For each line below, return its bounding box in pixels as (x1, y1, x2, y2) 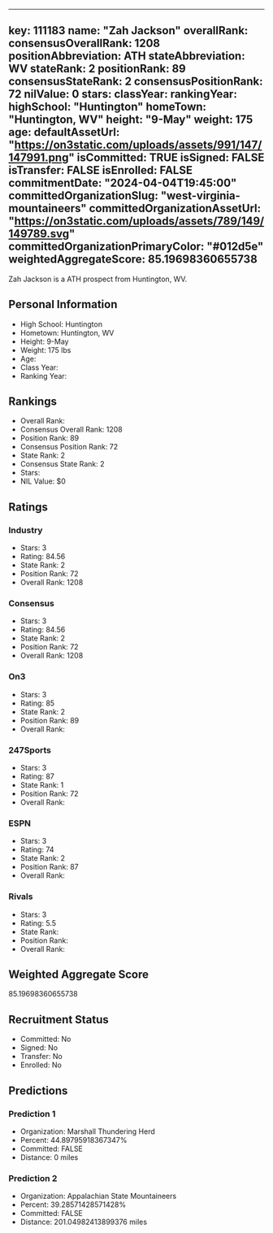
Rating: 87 (19, 771, 54, 781)
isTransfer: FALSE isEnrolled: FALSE (8, 163, 193, 177)
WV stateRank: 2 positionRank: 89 (8, 62, 187, 76)
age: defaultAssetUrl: (8, 125, 120, 139)
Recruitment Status (8, 1013, 110, 1027)
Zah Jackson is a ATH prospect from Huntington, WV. (8, 274, 188, 284)
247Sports (8, 745, 51, 756)
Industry (8, 524, 43, 536)
